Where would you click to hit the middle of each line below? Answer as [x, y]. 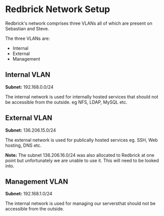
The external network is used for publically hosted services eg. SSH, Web [81, 140]
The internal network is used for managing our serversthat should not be [80, 203]
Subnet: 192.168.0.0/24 [29, 87]
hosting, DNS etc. [23, 145]
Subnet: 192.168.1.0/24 [29, 194]
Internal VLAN [28, 75]
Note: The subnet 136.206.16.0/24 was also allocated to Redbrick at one [80, 155]
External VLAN [29, 118]
